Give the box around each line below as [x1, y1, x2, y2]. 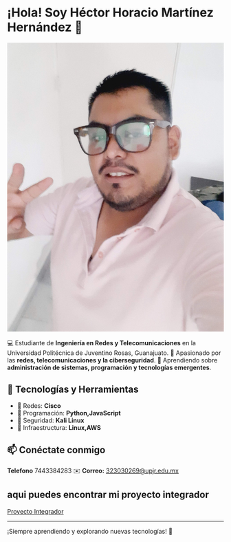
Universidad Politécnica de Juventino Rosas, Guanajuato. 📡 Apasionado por [7, 349, 221, 357]
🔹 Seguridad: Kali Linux [16, 416, 85, 424]
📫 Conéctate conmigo [7, 444, 106, 456]
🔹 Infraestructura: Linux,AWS [16, 423, 101, 431]
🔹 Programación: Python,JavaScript [16, 409, 122, 417]
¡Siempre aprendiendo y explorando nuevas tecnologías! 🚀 [7, 527, 173, 535]
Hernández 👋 [7, 19, 83, 35]
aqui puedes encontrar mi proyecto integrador [7, 489, 210, 501]
